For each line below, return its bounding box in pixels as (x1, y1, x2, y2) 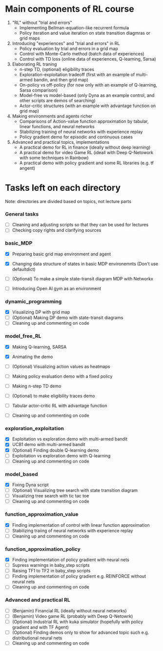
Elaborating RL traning (12, 61, 57, 67)
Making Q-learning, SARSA (12, 344, 67, 350)
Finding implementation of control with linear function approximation (12, 522, 150, 528)
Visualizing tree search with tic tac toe (12, 493, 89, 499)
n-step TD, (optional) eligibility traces (19, 66, 94, 72)
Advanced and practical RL (5, 597, 70, 604)
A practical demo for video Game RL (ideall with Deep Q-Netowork (19, 149, 154, 155)
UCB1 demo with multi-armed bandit (12, 442, 85, 448)
